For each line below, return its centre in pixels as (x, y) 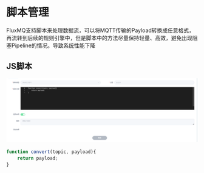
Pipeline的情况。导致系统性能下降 (53, 45)
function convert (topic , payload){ (51, 152)
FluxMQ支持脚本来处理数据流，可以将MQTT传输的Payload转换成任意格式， (100, 30)
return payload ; (38, 158)
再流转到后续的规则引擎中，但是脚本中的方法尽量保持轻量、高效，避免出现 (99, 38)
